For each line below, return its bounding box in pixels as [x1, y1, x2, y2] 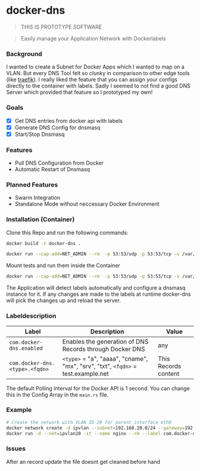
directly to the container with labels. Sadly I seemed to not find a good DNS [6, 82, 190, 89]
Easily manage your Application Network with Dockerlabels [20, 35, 166, 42]
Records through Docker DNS [62, 345, 145, 353]
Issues [6, 445, 26, 453]
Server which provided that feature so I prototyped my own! [6, 89, 153, 96]
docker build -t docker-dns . [6, 240, 82, 246]
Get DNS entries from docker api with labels [14, 117, 123, 124]
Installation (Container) [6, 215, 75, 224]
